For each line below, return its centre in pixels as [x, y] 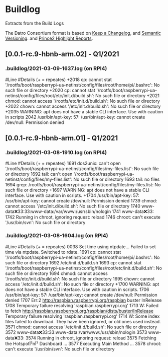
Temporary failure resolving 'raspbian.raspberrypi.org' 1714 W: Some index [82, 316]
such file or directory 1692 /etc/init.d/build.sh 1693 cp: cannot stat [73, 262]
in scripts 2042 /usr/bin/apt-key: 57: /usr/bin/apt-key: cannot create [75, 117]
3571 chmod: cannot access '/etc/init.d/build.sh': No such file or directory [81, 327]
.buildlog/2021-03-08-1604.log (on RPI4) [57, 236]
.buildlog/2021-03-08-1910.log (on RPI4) [56, 152]
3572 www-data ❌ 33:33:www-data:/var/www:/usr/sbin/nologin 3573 [76, 332]
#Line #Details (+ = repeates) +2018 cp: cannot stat [58, 80]
